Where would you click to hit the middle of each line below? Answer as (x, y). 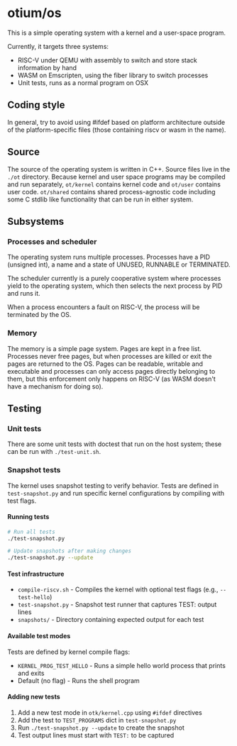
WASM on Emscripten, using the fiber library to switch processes (113, 75)
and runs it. (24, 294)
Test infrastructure (36, 574)
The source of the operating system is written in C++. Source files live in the (119, 169)
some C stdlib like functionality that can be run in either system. (100, 199)
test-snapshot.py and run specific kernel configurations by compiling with (116, 493)
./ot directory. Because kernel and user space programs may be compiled (116, 177)
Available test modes (39, 636)
